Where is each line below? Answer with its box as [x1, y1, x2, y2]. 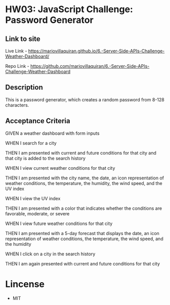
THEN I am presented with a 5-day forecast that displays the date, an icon [5, 230, 159, 236]
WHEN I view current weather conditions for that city [5, 165, 115, 171]
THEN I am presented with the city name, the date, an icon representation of [5, 175, 164, 181]
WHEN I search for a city [5, 140, 57, 146]
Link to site [5, 34, 40, 43]
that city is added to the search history [5, 155, 86, 161]
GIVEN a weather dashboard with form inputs [5, 130, 100, 136]
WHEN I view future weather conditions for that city [5, 220, 113, 226]
